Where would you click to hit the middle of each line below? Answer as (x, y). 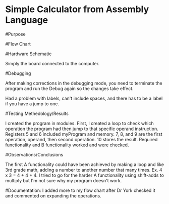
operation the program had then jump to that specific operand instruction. (82, 129)
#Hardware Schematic (29, 54)
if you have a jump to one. (32, 104)
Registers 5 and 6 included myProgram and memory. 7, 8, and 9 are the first (84, 134)
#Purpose (16, 34)
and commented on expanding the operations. (53, 195)
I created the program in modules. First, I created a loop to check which (79, 123)
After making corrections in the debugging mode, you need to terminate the (84, 83)
